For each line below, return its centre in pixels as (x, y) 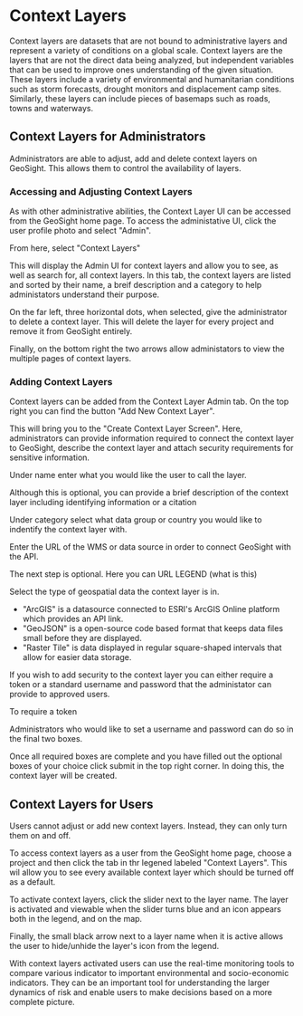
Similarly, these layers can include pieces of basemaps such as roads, (140, 98)
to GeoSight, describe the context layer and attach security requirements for (151, 448)
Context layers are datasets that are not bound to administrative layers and (148, 41)
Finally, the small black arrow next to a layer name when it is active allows (146, 936)
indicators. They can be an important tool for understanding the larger (140, 982)
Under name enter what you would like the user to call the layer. (128, 475)
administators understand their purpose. (85, 294)
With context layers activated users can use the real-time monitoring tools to (152, 963)
